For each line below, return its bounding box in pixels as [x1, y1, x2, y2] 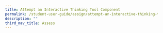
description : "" [5, 16, 38, 21]
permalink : [5, 12, 27, 16]
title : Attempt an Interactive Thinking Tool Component [5, 7, 120, 12]
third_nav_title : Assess [5, 20, 55, 26]
